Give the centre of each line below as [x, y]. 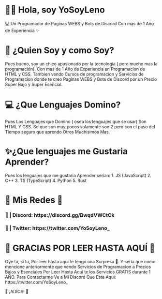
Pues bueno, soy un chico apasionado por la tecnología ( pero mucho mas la [81, 64]
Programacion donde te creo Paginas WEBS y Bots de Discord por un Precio [81, 79]
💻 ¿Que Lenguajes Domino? [63, 105]
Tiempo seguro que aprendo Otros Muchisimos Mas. [58, 132]
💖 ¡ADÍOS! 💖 [17, 291]
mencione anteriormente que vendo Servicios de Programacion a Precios [78, 267]
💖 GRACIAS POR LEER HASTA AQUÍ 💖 [80, 248]
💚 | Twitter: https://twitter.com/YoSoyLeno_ [57, 228]
